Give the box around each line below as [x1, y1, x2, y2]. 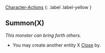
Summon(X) [5, 19, 45, 27]
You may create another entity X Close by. [12, 42, 101, 48]
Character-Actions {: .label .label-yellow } [5, 5, 92, 10]
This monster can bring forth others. [5, 32, 81, 38]
